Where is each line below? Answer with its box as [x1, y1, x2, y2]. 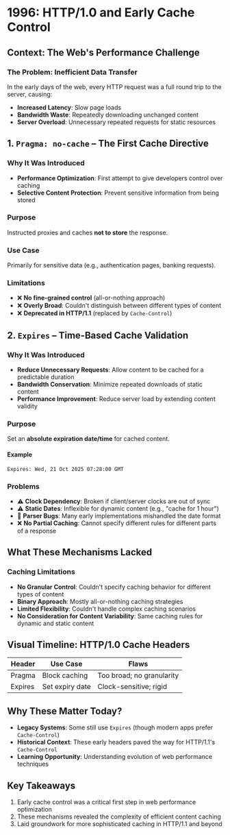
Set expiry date [42, 682, 91, 692]
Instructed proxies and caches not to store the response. [7, 228, 168, 237]
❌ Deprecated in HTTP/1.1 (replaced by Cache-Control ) [16, 309, 172, 317]
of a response [16, 527, 57, 535]
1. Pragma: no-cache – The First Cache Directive [7, 138, 209, 149]
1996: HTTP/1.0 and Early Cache [7, 5, 195, 21]
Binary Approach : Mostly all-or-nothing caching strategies [16, 597, 183, 605]
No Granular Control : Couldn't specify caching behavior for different [16, 583, 211, 591]
